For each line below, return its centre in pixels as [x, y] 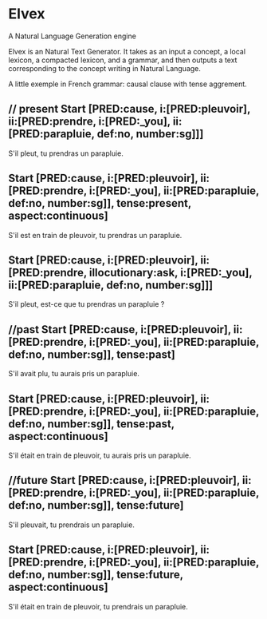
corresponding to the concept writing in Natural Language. [105, 68]
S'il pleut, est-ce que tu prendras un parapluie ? [86, 304]
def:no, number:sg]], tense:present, [100, 203]
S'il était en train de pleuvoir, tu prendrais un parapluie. [98, 606]
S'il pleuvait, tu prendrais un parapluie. [72, 525]
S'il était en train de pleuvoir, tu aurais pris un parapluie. [100, 455]
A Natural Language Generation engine [73, 36]
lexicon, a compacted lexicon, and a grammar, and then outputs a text [123, 60]
